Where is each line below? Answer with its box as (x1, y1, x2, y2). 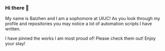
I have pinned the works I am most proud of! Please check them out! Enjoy (5, 35, 156, 41)
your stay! (5, 41, 26, 47)
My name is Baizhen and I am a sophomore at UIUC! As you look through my (5, 16, 161, 22)
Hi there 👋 (5, 4, 30, 11)
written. (5, 26, 21, 32)
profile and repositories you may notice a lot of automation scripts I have (5, 21, 152, 26)
